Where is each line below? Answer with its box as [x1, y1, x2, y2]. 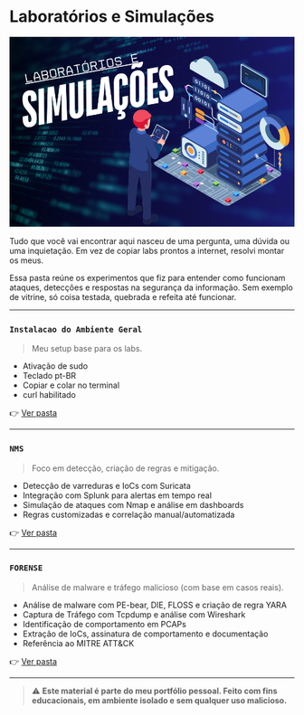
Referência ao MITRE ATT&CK [22, 637, 135, 648]
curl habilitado [22, 390, 77, 400]
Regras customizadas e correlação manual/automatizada [22, 509, 235, 520]
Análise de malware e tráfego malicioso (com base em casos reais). [31, 581, 284, 593]
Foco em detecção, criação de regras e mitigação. [31, 463, 220, 474]
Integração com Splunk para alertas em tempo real [22, 490, 213, 501]
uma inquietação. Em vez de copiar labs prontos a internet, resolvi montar [9, 245, 285, 256]
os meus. [9, 255, 43, 266]
